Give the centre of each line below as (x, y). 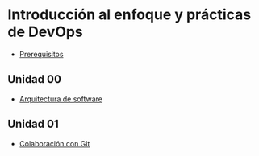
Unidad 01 (33, 124)
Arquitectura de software (61, 99)
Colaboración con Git (54, 143)
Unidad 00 (35, 79)
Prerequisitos (41, 54)
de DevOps (46, 32)
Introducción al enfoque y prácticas (129, 15)
